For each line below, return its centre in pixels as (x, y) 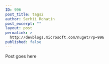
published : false (23, 42)
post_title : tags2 (24, 14)
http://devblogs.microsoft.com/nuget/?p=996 (57, 38)
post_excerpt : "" (23, 24)
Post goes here (21, 56)
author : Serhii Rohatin (30, 19)
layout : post (19, 28)
